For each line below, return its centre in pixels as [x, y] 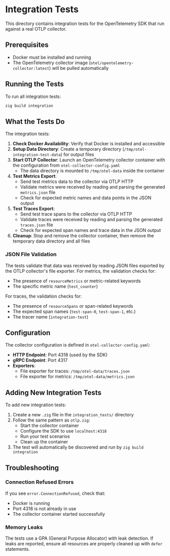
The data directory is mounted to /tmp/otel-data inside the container [92, 171]
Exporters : [24, 366]
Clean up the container [44, 442]
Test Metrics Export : [35, 176]
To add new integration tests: [36, 405]
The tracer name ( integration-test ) [50, 316]
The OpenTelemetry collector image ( [52, 63]
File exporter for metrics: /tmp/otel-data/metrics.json [77, 377]
